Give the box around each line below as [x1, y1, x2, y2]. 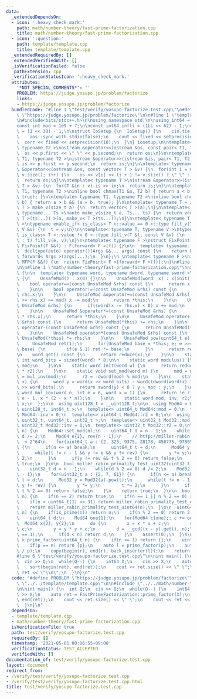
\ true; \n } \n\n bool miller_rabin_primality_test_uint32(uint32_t [16, 461, 191, 466]
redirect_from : [6, 667, 43, 674]
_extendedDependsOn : [11, 14, 62, 20]
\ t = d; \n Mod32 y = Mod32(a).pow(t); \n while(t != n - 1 [16, 477, 191, 483]
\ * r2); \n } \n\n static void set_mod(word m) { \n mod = [16, 368, 188, 374]
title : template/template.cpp [16, 47, 91, 53]
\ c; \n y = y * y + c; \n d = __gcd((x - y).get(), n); [16, 526, 191, 532]
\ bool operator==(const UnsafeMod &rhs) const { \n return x [16, 281, 191, 287]
